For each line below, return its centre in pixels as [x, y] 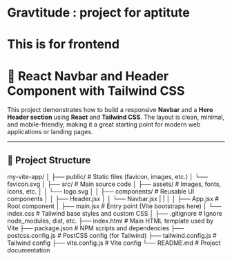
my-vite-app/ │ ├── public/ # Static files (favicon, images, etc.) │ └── [108, 177]
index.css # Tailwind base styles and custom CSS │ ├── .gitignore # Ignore [115, 214]
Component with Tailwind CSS [96, 91]
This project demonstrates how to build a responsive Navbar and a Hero [110, 110]
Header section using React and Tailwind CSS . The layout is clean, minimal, [116, 117]
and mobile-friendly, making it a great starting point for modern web [104, 124]
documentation [29, 250]
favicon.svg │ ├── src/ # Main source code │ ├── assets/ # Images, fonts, [114, 184]
